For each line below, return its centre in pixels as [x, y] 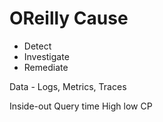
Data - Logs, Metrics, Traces [68, 86]
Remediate [46, 67]
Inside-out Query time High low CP [81, 106]
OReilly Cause [69, 18]
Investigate [46, 56]
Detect [37, 46]
